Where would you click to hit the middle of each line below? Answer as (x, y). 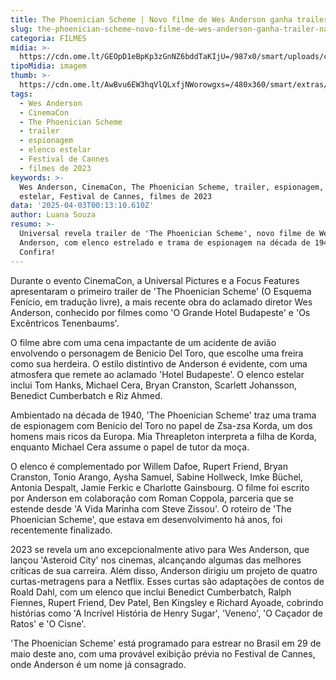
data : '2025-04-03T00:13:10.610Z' (82, 206)
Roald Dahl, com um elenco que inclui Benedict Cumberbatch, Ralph (151, 592)
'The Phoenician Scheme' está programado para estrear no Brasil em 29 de (166, 643)
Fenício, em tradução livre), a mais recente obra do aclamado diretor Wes (161, 302)
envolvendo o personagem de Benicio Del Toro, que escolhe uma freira (157, 353)
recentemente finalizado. (61, 530)
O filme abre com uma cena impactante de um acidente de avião (143, 342)
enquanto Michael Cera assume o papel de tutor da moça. (130, 447)
